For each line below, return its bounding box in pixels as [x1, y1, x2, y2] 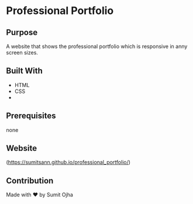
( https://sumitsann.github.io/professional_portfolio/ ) [6, 159, 130, 166]
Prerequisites [6, 111, 56, 121]
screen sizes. [6, 49, 38, 56]
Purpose [6, 27, 38, 37]
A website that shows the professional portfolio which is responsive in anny [6, 43, 188, 50]
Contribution [6, 175, 54, 185]
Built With [6, 66, 43, 76]
